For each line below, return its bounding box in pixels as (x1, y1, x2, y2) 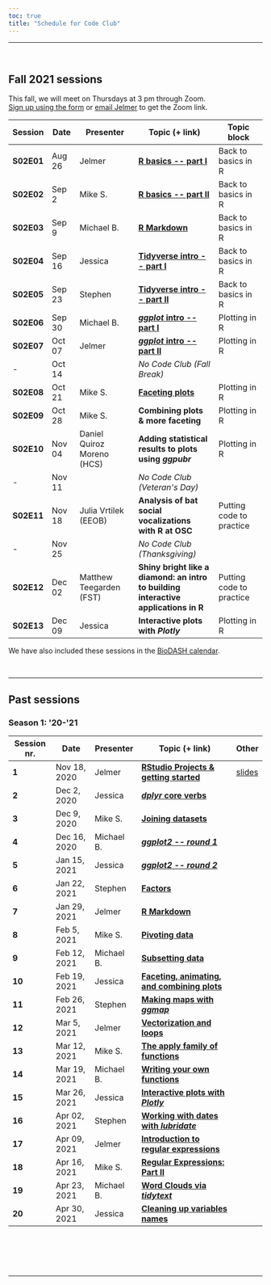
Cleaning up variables (140, 1203, 227, 1214)
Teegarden (79, 582, 121, 593)
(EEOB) (79, 515, 107, 526)
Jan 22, (55, 878, 85, 889)
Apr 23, (55, 1180, 85, 1190)
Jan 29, (55, 901, 85, 912)
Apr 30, (55, 1203, 85, 1214)
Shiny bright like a (138, 562, 210, 573)
